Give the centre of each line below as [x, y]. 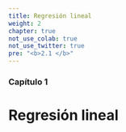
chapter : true [32, 31]
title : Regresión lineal [50, 16]
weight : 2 [25, 23]
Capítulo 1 [28, 82]
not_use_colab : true [43, 38]
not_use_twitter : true [46, 46]
